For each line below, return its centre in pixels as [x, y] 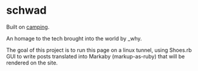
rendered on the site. [32, 63]
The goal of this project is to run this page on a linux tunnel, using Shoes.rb [99, 50]
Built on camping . [28, 27]
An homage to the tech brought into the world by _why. [74, 38]
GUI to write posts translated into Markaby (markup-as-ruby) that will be [95, 56]
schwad [26, 10]
